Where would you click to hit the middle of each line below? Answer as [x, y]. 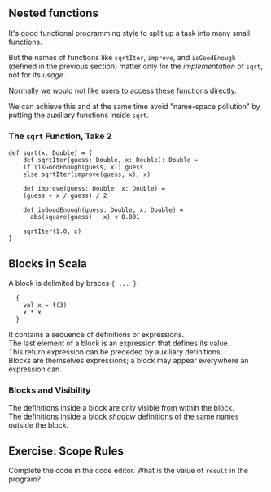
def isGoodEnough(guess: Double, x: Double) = [103, 210]
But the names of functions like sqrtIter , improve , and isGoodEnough [122, 57]
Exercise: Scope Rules [66, 451]
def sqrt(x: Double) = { [50, 153]
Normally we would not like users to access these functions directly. [123, 90]
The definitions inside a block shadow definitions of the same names [124, 417]
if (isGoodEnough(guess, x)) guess [83, 167]
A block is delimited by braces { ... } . [74, 283]
